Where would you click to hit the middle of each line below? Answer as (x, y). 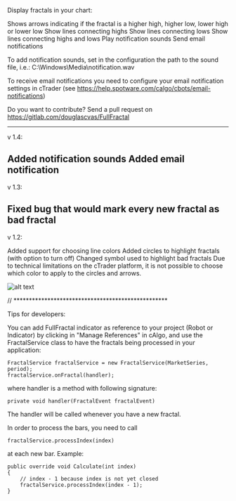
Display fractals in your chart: (50, 10)
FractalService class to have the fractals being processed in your (101, 342)
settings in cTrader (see (41, 88)
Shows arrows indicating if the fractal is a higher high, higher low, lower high (118, 24)
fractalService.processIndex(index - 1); (81, 485)
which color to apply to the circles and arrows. (74, 273)
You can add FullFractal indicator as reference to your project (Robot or (110, 327)
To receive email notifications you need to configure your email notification (116, 81)
